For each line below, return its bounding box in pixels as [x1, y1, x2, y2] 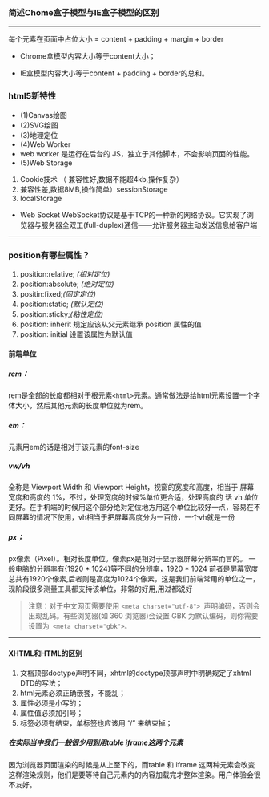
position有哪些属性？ [8, 249, 90, 261]
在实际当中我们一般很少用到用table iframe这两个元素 [8, 738, 183, 747]
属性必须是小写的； [19, 698, 84, 707]
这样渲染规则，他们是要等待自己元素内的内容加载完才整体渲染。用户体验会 [8, 770, 254, 779]
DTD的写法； [19, 678, 63, 687]
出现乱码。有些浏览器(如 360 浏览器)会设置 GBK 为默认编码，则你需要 [27, 611, 259, 621]
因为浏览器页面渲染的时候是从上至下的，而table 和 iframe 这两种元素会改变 [8, 759, 255, 769]
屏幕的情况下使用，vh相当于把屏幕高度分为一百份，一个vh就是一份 [14, 512, 235, 522]
